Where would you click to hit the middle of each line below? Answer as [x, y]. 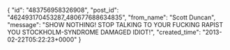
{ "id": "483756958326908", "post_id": [63, 10]
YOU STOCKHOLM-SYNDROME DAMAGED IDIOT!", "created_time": [104, 32]
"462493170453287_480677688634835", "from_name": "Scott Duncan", [112, 17]
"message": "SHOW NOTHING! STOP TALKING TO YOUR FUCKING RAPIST [115, 25]
